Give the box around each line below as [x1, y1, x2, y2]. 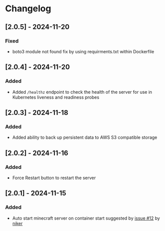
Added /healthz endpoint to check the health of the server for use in [12, 89, 152, 95]
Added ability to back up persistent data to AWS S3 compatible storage [12, 134, 158, 141]
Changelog [5, 3, 51, 14]
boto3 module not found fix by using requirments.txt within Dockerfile [12, 48, 155, 54]
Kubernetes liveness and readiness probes [12, 94, 100, 100]
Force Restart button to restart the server [12, 175, 96, 181]
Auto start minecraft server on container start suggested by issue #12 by [12, 215, 160, 221]
